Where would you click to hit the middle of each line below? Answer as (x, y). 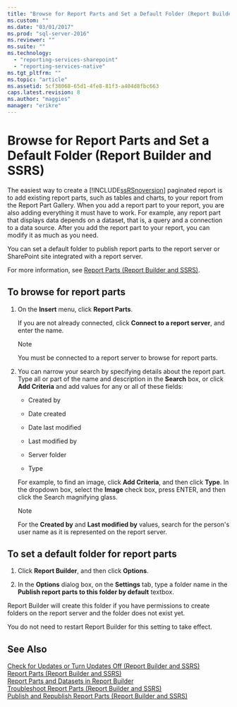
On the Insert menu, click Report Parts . (75, 309)
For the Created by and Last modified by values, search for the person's (123, 524)
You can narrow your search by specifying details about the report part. (122, 371)
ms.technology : (30, 54)
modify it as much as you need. (53, 235)
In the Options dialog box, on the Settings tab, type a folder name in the (122, 585)
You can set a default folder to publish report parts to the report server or (114, 248)
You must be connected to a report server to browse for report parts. (117, 358)
